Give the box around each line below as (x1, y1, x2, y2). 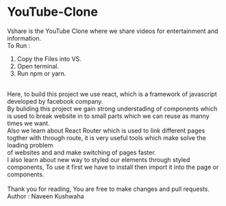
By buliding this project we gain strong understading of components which (7, 104, 218, 113)
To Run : (7, 41, 31, 49)
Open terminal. (16, 62, 60, 70)
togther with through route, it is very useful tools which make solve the (7, 133, 207, 141)
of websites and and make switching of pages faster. (7, 148, 156, 157)
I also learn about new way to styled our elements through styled (7, 155, 190, 163)
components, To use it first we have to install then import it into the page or (7, 163, 219, 171)
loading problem (7, 141, 53, 149)
